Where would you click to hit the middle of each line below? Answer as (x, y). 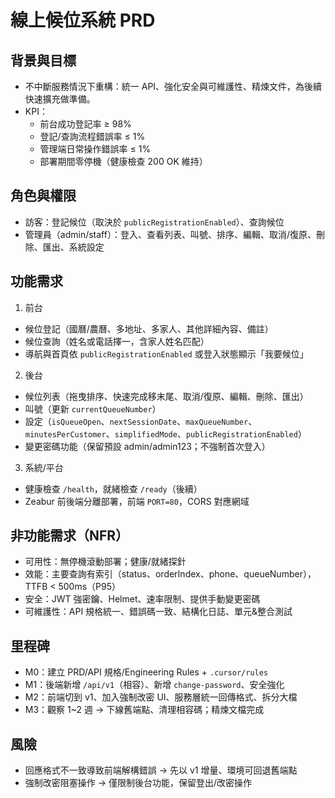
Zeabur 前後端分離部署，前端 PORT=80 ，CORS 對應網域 (137, 501)
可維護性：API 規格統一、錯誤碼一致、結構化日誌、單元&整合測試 (158, 612)
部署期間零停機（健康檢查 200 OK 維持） (123, 161)
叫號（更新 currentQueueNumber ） (93, 408)
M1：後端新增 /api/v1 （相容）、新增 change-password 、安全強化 (154, 685)
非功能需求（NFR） (70, 536)
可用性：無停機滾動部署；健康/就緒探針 (105, 562)
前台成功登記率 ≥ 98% (85, 124)
